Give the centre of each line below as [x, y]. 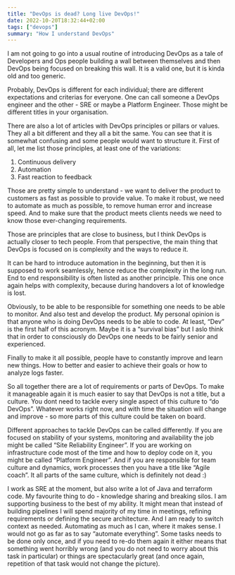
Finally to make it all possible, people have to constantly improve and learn [115, 358]
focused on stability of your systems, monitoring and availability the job [111, 437]
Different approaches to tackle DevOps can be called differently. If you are [115, 430]
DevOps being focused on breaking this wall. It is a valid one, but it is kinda [116, 68]
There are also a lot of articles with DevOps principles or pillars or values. [114, 126]
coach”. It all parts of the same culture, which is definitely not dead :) [107, 475]
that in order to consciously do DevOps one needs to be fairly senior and [113, 337]
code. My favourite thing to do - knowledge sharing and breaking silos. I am [117, 496]
